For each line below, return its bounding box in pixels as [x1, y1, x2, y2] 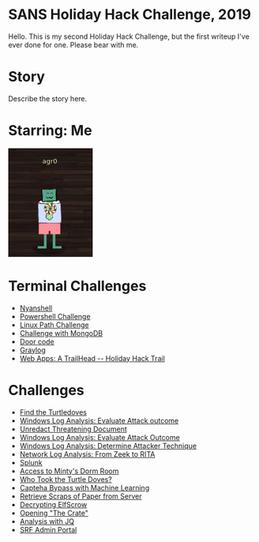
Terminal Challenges [8, 277, 147, 295]
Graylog [19, 345, 46, 355]
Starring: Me [8, 122, 92, 140]
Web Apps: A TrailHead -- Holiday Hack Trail [19, 353, 166, 363]
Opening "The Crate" [19, 508, 88, 518]
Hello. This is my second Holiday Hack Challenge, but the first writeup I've [8, 32, 250, 41]
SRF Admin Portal [19, 525, 77, 534]
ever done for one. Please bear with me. [8, 40, 139, 49]
